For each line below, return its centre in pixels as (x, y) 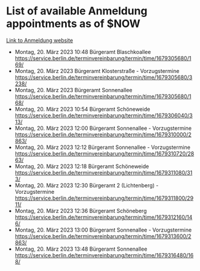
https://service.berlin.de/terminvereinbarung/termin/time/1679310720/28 (104, 153)
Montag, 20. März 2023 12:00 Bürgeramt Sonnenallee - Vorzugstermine (103, 128)
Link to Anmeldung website (40, 40)
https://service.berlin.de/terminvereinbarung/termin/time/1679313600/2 (103, 236)
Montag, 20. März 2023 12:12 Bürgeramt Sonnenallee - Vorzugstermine (103, 147)
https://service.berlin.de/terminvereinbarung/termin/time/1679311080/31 (104, 172)
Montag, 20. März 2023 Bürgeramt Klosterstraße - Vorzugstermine (97, 71)
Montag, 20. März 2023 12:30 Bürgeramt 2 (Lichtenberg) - (87, 185)
